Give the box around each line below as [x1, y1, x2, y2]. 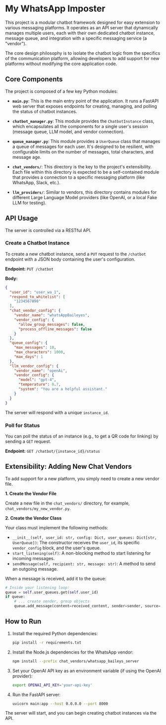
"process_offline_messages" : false [18, 326, 92, 332]
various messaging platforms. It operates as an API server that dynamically [5, 24, 159, 30]
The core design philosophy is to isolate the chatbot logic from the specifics [5, 50, 161, 56]
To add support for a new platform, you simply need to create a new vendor [5, 475, 160, 482]
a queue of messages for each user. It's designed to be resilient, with [12, 144, 154, 149]
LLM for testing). [12, 200, 47, 206]
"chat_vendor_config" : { [9, 308, 61, 313]
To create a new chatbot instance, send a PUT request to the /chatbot [5, 251, 146, 257]
